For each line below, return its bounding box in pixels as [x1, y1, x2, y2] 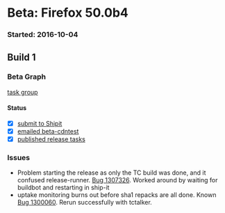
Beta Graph [7, 72, 47, 81]
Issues [7, 153, 31, 163]
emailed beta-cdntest [17, 127, 79, 136]
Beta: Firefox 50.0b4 [7, 5, 128, 21]
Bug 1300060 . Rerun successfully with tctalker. [17, 198, 153, 207]
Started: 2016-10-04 [7, 30, 78, 40]
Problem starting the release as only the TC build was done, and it [17, 168, 206, 177]
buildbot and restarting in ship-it [17, 183, 110, 192]
